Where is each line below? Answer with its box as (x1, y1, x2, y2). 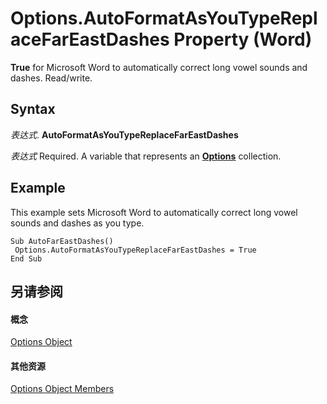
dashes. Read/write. (10, 72, 93, 84)
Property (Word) (173, 28, 313, 51)
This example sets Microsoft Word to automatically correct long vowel (10, 206, 298, 218)
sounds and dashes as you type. (10, 217, 145, 229)
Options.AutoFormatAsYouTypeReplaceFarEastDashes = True (14, 245, 257, 255)
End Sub (10, 253, 43, 264)
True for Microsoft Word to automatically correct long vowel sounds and (10, 61, 308, 73)
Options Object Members (10, 383, 115, 395)
